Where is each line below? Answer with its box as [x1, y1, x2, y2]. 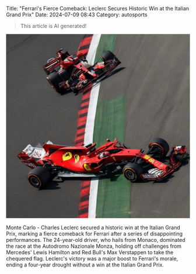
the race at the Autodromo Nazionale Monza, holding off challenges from [6, 242, 182, 249]
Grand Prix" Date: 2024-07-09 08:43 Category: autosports [6, 11, 148, 18]
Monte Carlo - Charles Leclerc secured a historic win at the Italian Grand [6, 224, 180, 231]
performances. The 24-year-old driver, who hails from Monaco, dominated [6, 237, 185, 243]
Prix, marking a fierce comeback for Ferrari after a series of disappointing [6, 230, 183, 237]
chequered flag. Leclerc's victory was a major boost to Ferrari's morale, [6, 255, 178, 262]
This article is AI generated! [20, 23, 87, 29]
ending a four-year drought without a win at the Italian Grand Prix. [6, 261, 164, 268]
